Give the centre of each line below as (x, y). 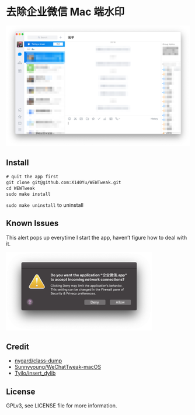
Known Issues (32, 224)
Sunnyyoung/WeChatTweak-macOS (58, 367)
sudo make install (28, 194)
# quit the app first (32, 177)
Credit (18, 347)
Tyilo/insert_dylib (35, 373)
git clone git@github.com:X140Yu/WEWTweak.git (64, 182)
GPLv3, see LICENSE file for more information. (62, 406)
